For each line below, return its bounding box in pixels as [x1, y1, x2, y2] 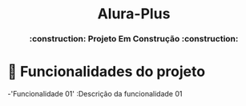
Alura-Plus [97, 5, 171, 23]
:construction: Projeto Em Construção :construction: [29, 33, 239, 45]
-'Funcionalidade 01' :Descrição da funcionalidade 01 [7, 89, 183, 99]
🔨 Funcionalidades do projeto [7, 63, 206, 80]
